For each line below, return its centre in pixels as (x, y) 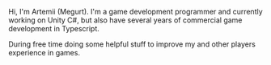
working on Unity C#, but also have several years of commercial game (125, 20)
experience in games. (44, 53)
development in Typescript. (54, 28)
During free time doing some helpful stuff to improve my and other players (132, 44)
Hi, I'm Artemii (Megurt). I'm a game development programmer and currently (135, 12)
